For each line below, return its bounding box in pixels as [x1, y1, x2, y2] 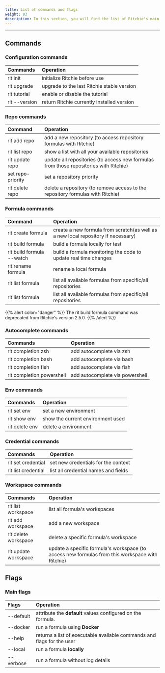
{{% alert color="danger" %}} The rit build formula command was [5, 310, 138, 315]
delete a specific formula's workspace [48, 534, 137, 541]
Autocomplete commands [5, 327, 69, 334]
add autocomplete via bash [71, 356, 134, 362]
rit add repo [7, 137, 34, 144]
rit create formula [7, 229, 48, 236]
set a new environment [42, 408, 95, 414]
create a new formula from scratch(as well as [53, 226, 158, 233]
